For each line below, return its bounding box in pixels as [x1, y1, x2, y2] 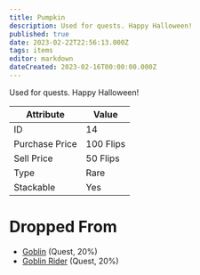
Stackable [13, 181, 56, 193]
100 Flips [85, 137, 126, 150]
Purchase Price [13, 137, 77, 150]
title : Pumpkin [9, 12, 66, 22]
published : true [9, 29, 69, 38]
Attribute [26, 108, 65, 120]
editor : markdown [9, 54, 74, 63]
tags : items [9, 46, 53, 55]
